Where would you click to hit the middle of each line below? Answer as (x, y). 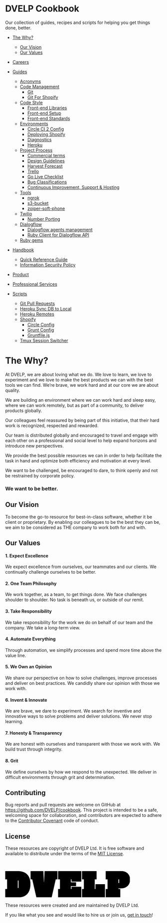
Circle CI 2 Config (45, 129)
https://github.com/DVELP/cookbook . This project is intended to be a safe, (82, 810)
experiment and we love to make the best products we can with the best (79, 380)
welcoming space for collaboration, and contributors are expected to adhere (83, 815)
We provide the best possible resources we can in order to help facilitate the (83, 455)
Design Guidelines (46, 160)
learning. (14, 722)
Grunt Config (41, 330)
